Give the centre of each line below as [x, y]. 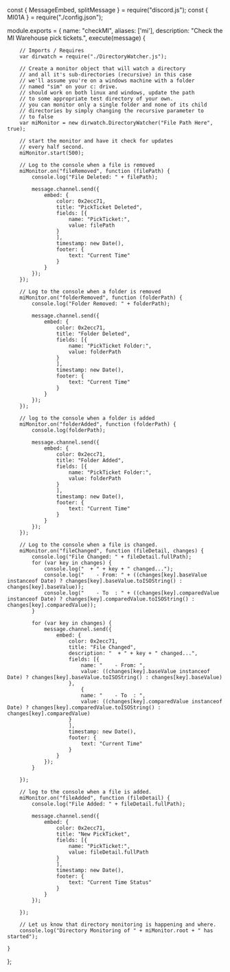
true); [16, 129]
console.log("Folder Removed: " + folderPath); [101, 304]
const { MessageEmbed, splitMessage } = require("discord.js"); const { [107, 10]
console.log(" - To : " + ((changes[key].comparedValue [131, 593]
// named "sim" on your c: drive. [69, 87]
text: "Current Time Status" [110, 882]
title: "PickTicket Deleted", [99, 207]
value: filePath [92, 225]
